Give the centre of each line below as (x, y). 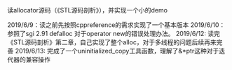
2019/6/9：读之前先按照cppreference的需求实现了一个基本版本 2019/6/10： (116, 25)
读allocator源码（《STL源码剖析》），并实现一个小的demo (88, 10)
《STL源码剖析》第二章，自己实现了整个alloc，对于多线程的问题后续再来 (112, 42)
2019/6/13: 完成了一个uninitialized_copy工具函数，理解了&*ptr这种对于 (117, 51)
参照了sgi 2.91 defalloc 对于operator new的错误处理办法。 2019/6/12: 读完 (114, 34)
